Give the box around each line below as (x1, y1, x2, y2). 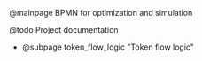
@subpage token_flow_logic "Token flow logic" (21, 42, 195, 52)
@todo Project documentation (9, 25, 119, 34)
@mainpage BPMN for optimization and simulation (9, 8, 193, 18)
